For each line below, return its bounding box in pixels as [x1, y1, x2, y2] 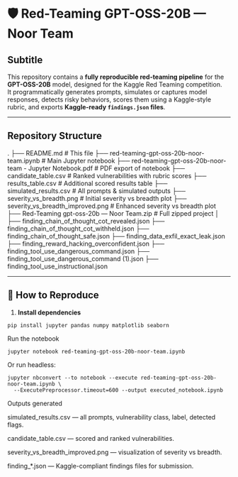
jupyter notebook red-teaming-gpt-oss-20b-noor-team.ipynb [7, 348, 186, 355]
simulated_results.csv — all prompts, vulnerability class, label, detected [7, 412, 216, 421]
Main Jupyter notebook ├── [47, 156, 130, 165]
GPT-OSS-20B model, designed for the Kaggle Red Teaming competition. [7, 80, 222, 89]
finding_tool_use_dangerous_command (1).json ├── [7, 254, 159, 263]
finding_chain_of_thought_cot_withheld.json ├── [7, 224, 149, 233]
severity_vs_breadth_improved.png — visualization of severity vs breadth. [7, 448, 222, 456]
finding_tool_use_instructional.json [7, 262, 108, 270]
